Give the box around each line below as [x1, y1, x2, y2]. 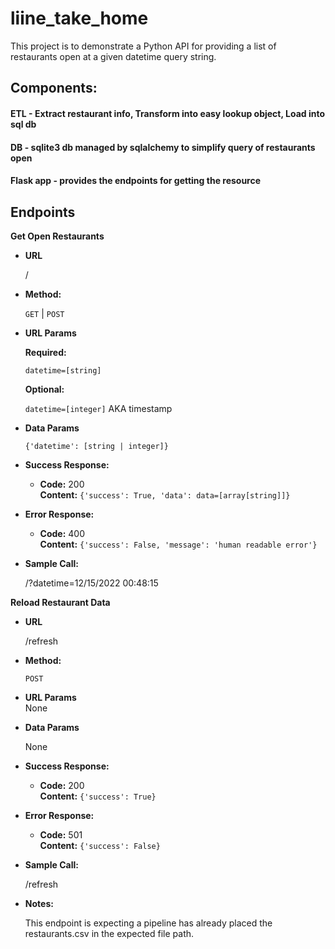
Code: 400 [39, 527, 86, 539]
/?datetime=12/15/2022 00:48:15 [24, 577, 159, 589]
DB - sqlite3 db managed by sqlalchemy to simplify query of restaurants [10, 141, 316, 153]
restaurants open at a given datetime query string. [10, 50, 217, 62]
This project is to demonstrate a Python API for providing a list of [10, 40, 277, 52]
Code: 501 [39, 828, 83, 841]
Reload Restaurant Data [10, 596, 111, 608]
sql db [10, 118, 37, 130]
